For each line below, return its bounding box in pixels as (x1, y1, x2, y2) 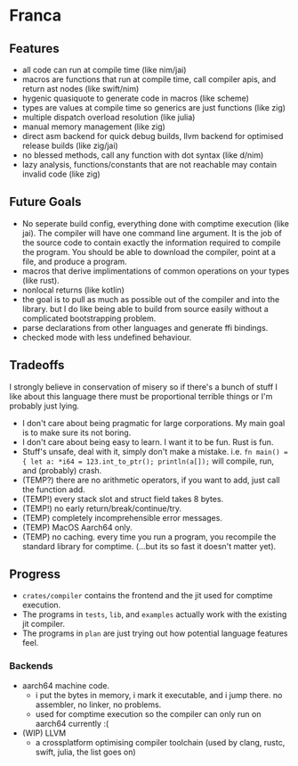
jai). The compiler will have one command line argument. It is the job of (21, 227, 283, 238)
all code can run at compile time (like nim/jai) (21, 64, 187, 75)
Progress (9, 567, 60, 582)
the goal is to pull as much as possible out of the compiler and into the (21, 293, 280, 304)
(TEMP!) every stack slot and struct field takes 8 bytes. (21, 493, 224, 504)
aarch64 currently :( (35, 718, 109, 729)
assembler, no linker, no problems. (35, 699, 162, 710)
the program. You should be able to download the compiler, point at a (21, 246, 276, 257)
